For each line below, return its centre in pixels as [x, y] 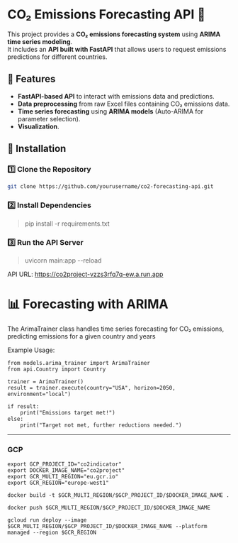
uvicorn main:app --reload [63, 260]
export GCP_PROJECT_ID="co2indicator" [64, 464]
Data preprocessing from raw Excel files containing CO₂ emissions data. [124, 104]
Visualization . [38, 126]
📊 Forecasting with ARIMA [88, 304]
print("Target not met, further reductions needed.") [101, 425]
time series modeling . [40, 41]
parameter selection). [49, 119]
